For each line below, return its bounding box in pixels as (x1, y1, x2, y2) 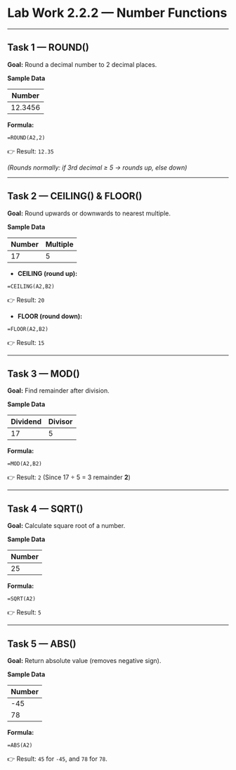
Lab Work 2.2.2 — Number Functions (7, 5, 228, 21)
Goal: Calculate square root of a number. (7, 522, 126, 530)
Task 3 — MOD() (7, 367, 80, 379)
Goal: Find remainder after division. (7, 386, 110, 395)
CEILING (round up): (17, 269, 78, 277)
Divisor (48, 417, 73, 427)
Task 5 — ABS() (7, 638, 77, 650)
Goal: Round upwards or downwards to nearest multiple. (7, 209, 171, 217)
